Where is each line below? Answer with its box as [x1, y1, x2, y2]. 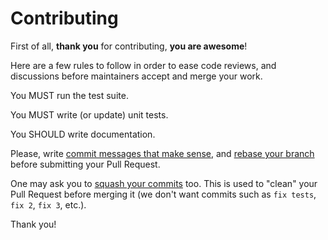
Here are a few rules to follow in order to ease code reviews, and [10, 59, 277, 71]
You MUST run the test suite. [10, 89, 129, 101]
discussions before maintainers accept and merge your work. [10, 70, 263, 82]
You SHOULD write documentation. [10, 128, 156, 140]
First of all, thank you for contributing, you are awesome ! [10, 40, 248, 52]
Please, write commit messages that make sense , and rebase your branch [10, 147, 315, 159]
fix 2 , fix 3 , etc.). [10, 198, 87, 211]
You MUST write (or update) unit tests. [10, 108, 169, 121]
